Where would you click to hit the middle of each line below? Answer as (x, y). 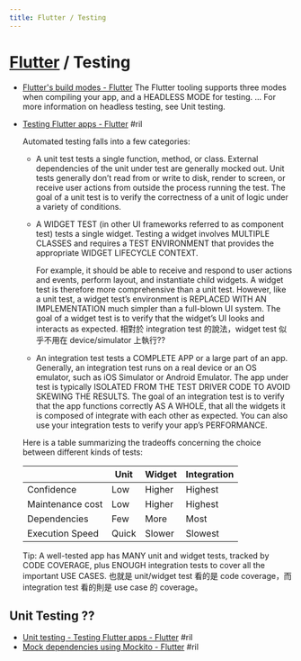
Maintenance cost (65, 503)
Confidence (52, 489)
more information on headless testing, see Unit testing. (124, 106)
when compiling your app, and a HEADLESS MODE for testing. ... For (149, 96)
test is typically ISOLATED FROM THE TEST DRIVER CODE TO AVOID (163, 386)
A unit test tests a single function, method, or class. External (147, 158)
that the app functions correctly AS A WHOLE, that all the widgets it (160, 405)
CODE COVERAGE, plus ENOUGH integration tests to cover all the (143, 565)
